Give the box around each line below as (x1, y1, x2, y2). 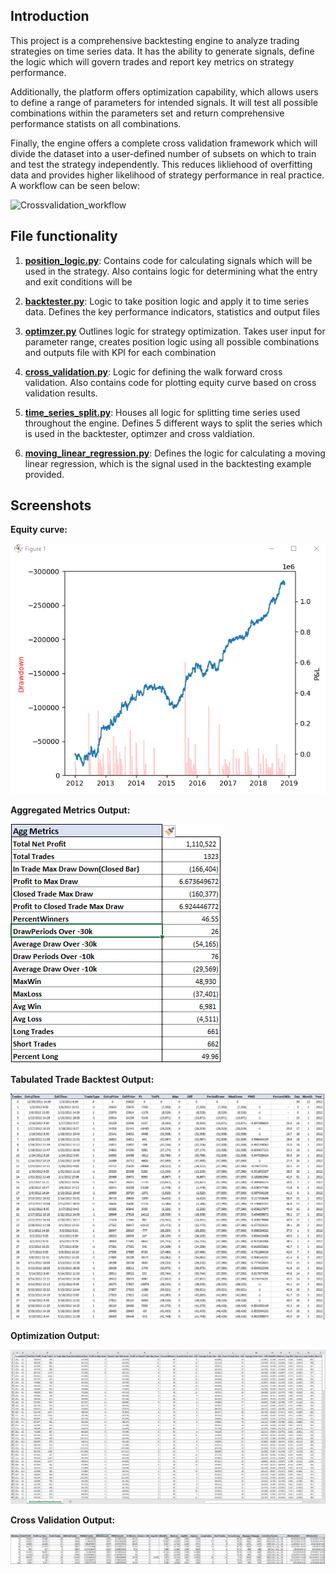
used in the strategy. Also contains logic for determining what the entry (24, 265, 318, 277)
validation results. (24, 387, 98, 399)
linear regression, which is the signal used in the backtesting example (24, 457, 312, 469)
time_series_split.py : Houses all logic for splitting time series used (24, 406, 301, 418)
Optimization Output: (10, 1330, 100, 1341)
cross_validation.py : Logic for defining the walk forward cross (24, 365, 283, 378)
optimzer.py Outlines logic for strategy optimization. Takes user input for (24, 325, 326, 337)
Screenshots (10, 497, 92, 514)
